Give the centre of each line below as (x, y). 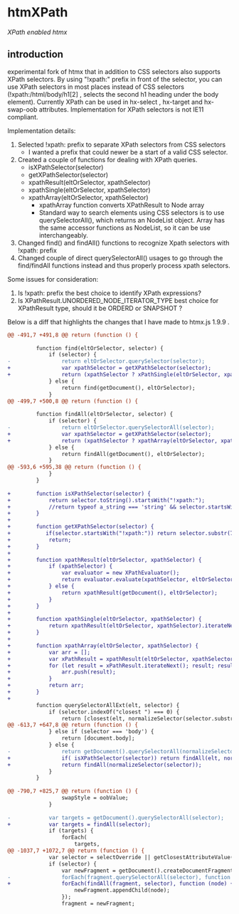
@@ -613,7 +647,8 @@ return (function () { (73, 725)
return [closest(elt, (94, 718)
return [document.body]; (98, 738)
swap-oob (22, 109)
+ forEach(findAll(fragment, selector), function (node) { (121, 884)
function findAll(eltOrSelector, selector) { (105, 414)
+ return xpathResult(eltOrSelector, (81, 626)
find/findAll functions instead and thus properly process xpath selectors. (124, 265)
